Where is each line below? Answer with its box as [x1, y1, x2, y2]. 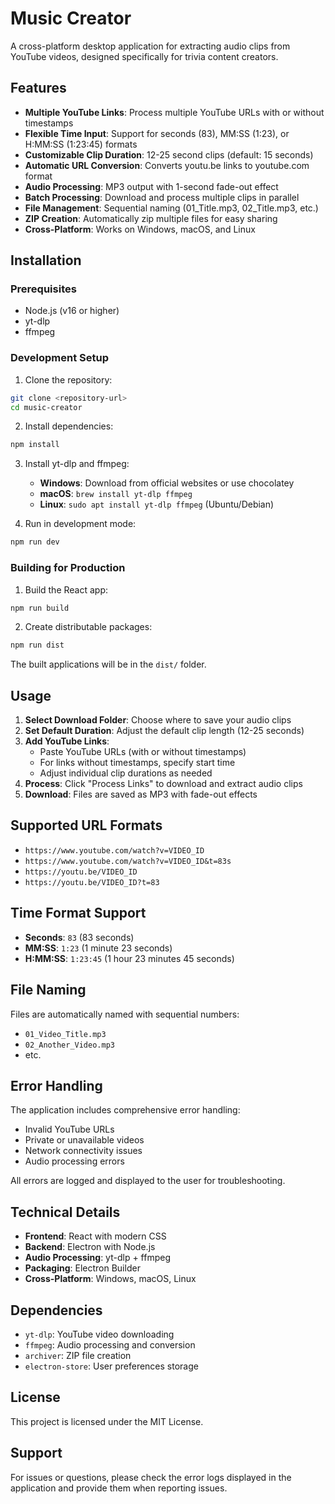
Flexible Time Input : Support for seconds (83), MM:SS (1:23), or [24, 127, 290, 139]
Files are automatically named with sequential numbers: [10, 1008, 240, 1020]
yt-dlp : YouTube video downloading [24, 1328, 175, 1340]
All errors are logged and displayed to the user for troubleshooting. [10, 1175, 286, 1187]
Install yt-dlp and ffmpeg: [24, 458, 130, 470]
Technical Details [10, 1203, 121, 1221]
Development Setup [10, 351, 109, 365]
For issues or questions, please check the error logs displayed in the [10, 1471, 292, 1483]
